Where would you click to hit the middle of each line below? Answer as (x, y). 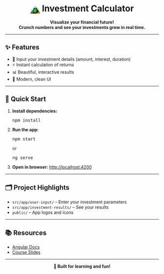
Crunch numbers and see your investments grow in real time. (82, 27)
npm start (24, 139)
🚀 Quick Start (26, 99)
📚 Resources (26, 233)
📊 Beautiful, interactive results (43, 72)
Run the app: (25, 129)
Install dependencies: (35, 111)
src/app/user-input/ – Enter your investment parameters (69, 202)
